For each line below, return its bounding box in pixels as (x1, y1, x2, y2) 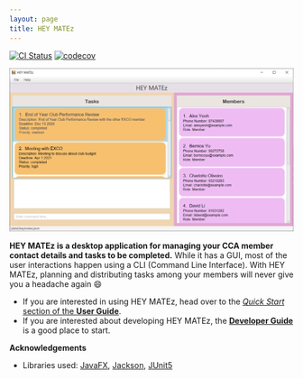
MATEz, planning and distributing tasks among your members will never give (9, 269, 294, 280)
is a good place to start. (22, 325, 111, 336)
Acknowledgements (9, 343, 87, 354)
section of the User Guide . (22, 306, 122, 317)
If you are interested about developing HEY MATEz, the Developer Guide (22, 316, 294, 327)
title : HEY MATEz (9, 23, 75, 33)
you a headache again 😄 (9, 279, 102, 290)
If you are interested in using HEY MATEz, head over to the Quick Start (22, 296, 285, 307)
